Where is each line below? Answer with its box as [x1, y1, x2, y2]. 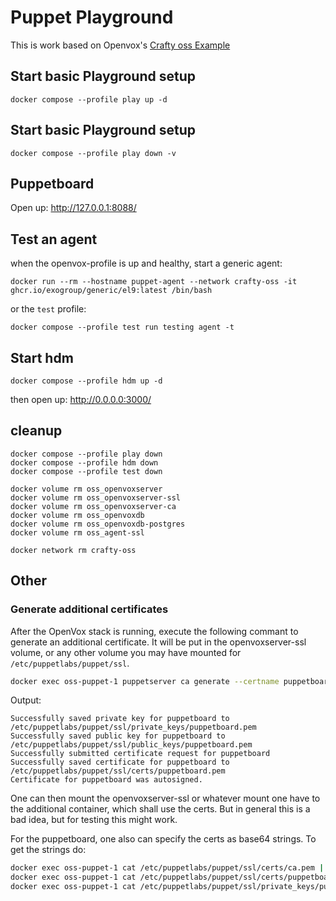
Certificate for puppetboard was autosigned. [10, 775, 203, 785]
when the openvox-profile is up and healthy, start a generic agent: [10, 257, 283, 270]
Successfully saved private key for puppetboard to [10, 714, 230, 724]
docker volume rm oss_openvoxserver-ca [10, 501, 177, 511]
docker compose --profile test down [10, 466, 163, 476]
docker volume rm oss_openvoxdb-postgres [10, 519, 186, 529]
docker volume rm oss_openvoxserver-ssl [10, 492, 182, 503]
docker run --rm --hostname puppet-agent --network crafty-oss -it [10, 277, 298, 287]
